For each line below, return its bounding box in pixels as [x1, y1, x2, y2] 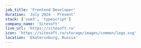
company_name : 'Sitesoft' [5, 21, 60, 26]
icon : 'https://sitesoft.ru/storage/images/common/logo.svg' [5, 30, 137, 35]
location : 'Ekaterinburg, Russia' [5, 35, 78, 40]
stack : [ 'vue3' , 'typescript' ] [5, 16, 71, 21]
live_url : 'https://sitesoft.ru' [5, 26, 76, 31]
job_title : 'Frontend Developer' [5, 7, 76, 12]
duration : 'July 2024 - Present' [5, 12, 76, 17]
